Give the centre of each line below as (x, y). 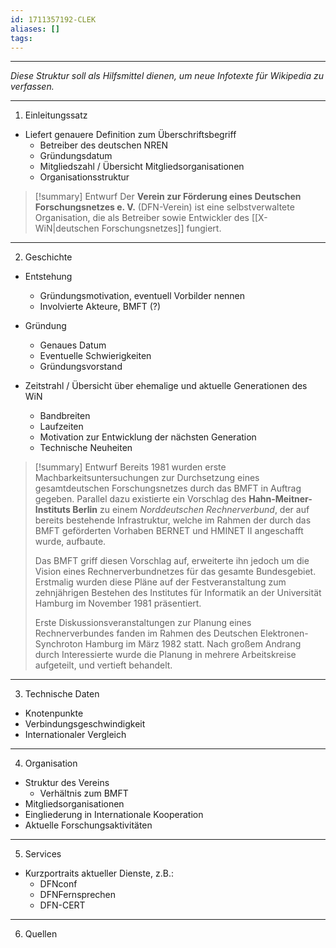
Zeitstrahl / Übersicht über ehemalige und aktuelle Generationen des (166, 386)
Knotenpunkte (54, 713)
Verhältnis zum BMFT (84, 793)
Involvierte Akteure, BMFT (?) (100, 307)
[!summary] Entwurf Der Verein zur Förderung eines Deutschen (168, 197)
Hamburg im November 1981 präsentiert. (118, 603)
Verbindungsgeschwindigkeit (85, 724)
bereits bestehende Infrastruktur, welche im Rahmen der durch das (173, 520)
